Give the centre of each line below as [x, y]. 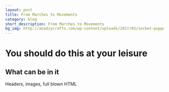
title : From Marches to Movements [41, 15]
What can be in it [32, 72]
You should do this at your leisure [76, 54]
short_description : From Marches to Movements [55, 24]
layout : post [19, 10]
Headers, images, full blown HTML [41, 84]
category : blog [21, 19]
